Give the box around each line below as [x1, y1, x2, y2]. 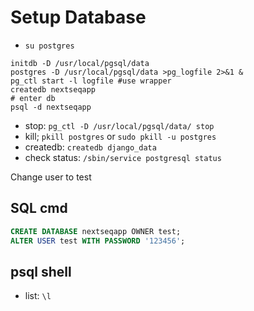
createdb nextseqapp [10, 84, 97, 95]
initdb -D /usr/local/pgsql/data [10, 58, 150, 68]
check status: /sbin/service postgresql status [24, 151, 222, 163]
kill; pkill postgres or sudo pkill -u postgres [24, 130, 217, 142]
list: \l [24, 290, 52, 302]
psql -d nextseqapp [10, 102, 92, 112]
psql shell [10, 263, 72, 280]
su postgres [24, 41, 75, 51]
